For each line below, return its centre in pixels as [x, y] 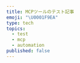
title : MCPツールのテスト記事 [40, 12]
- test [20, 34]
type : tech [20, 23]
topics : [16, 28]
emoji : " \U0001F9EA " [32, 17]
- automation [28, 46]
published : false [28, 51]
